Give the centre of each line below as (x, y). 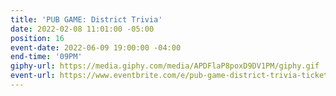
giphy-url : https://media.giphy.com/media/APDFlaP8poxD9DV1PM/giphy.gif (165, 66)
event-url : (33, 76)
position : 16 (37, 38)
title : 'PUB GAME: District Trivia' (86, 19)
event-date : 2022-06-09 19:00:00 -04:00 (96, 47)
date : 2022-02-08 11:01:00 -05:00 (82, 29)
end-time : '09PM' (46, 57)
